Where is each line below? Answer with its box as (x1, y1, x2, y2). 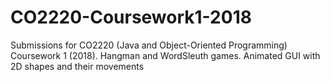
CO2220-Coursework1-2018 (10, 6, 252, 29)
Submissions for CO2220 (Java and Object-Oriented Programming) (10, 39, 288, 51)
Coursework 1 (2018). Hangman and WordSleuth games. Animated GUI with (10, 49, 321, 61)
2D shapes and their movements (10, 60, 145, 72)
